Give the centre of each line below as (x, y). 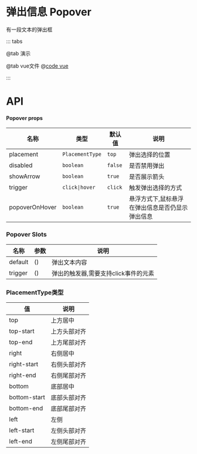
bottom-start (27, 397)
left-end (21, 441)
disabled (21, 165)
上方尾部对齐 (68, 342)
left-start (22, 430)
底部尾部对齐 (68, 408)
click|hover (79, 188)
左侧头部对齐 (68, 430)
